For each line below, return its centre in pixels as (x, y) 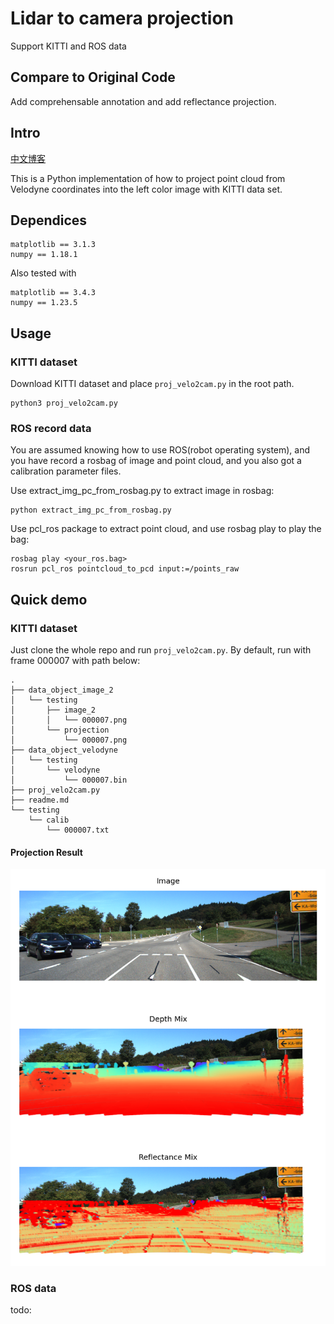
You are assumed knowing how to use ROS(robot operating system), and (160, 450)
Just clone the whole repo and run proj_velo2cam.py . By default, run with (161, 650)
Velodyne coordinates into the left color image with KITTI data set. (146, 189)
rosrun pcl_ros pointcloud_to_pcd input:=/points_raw (125, 569)
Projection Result (46, 852)
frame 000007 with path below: (75, 661)
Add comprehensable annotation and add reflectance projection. (143, 101)
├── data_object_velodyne (64, 750)
